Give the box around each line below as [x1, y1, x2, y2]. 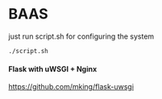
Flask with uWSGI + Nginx [8, 64, 98, 73]
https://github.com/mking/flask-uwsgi [8, 82, 135, 92]
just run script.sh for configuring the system [8, 31, 155, 41]
